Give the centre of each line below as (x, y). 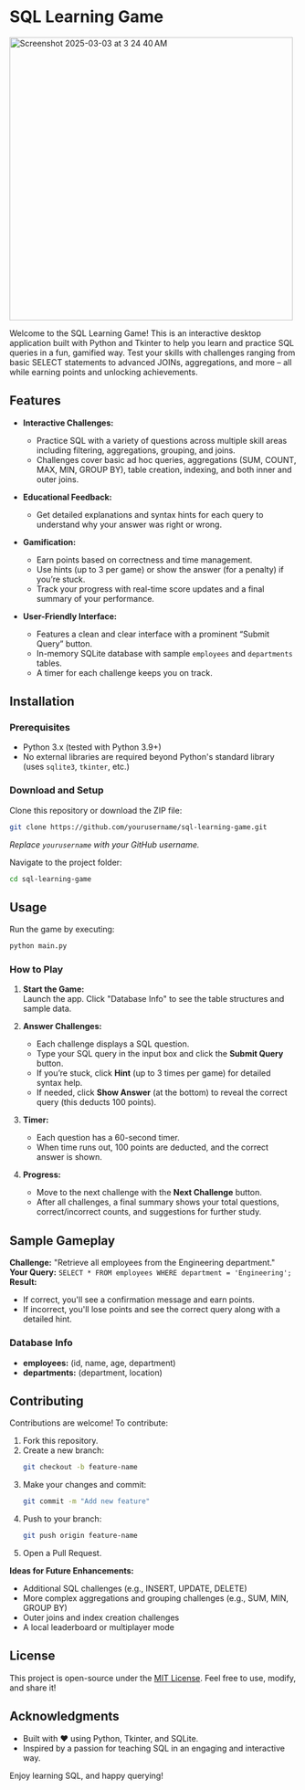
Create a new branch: (63, 1450)
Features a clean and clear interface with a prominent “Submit (153, 634)
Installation (42, 702)
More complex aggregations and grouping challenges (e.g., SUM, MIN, (156, 1598)
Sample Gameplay (63, 1241)
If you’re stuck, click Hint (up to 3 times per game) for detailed (153, 1073)
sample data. (47, 1009)
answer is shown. (69, 1157)
